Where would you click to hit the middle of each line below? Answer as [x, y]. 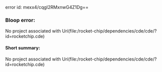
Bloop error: [20, 20]
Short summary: [23, 47]
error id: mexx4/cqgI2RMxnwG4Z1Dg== [47, 7]
